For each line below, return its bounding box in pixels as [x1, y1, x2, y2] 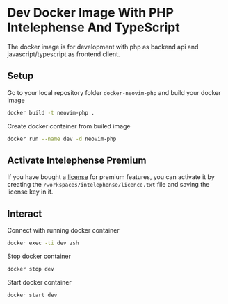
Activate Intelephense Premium [7, 154, 147, 166]
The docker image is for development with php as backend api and [7, 42, 199, 51]
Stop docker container [7, 252, 72, 260]
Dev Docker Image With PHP [7, 5, 174, 21]
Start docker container [7, 278, 72, 286]
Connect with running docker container [7, 226, 120, 235]
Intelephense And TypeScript [7, 19, 180, 35]
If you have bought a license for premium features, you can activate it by [7, 173, 215, 181]
